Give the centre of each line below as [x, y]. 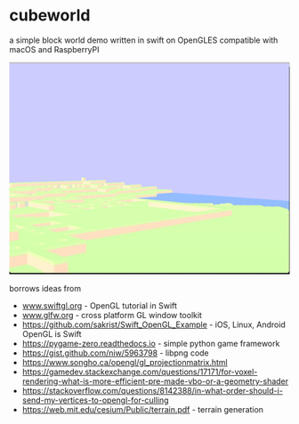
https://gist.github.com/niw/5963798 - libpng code [115, 353]
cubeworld [50, 16]
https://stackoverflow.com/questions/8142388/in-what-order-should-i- [152, 390]
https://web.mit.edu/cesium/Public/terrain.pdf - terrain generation [143, 409]
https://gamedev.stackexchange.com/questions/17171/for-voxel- [140, 372]
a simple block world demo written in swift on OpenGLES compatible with [144, 40]
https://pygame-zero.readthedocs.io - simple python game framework [151, 343]
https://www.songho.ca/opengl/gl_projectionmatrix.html [125, 362]
